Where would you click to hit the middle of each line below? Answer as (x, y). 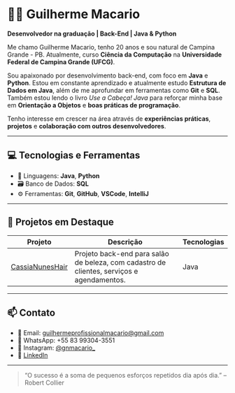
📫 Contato (31, 312)
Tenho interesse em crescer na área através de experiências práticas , (109, 119)
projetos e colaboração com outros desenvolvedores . (87, 126)
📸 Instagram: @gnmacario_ (56, 348)
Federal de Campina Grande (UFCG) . (61, 61)
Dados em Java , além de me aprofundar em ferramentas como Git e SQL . (114, 90)
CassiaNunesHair (39, 267)
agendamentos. (100, 280)
